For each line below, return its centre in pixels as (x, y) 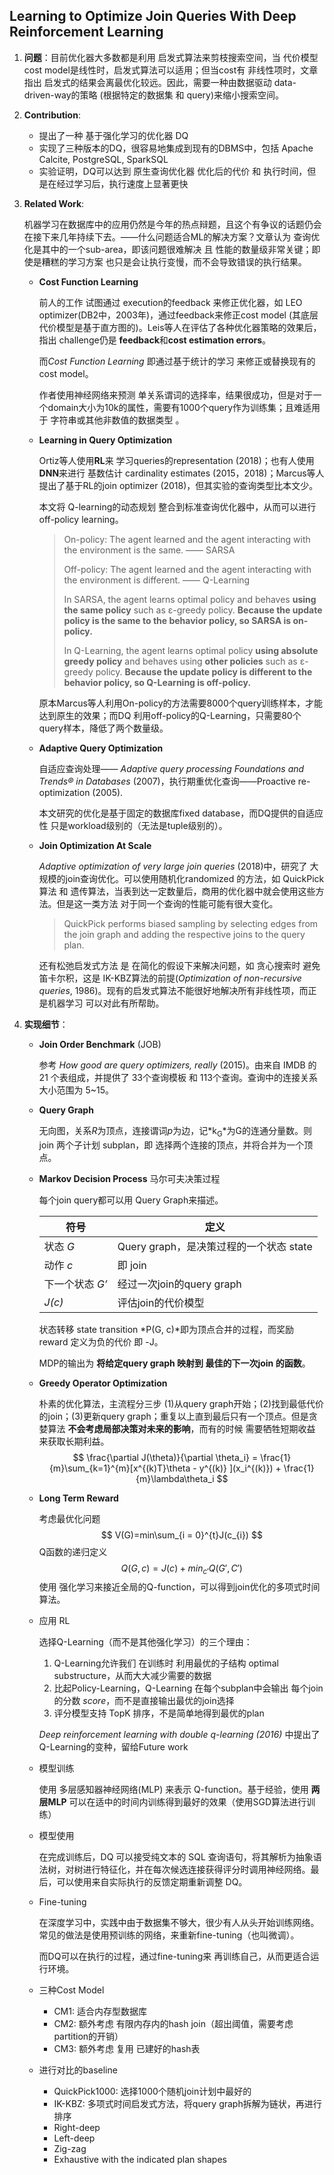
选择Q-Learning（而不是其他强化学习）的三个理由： (145, 1642)
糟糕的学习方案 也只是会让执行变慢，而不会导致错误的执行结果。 (174, 261)
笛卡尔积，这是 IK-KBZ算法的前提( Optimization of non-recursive (170, 978)
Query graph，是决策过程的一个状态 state (215, 1246)
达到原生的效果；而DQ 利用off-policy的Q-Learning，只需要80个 (170, 715)
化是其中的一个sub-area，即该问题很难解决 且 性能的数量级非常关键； (167, 249)
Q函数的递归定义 (73, 1551)
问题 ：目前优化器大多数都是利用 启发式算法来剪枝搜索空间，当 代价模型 (171, 57)
